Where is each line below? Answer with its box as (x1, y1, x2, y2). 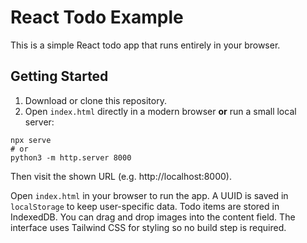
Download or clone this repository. (24, 94, 167, 106)
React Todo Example (10, 6, 184, 29)
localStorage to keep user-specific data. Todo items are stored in (10, 200, 280, 212)
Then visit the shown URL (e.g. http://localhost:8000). (10, 170, 232, 182)
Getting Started (10, 68, 109, 85)
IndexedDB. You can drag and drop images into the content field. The (10, 211, 296, 223)
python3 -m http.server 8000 (10, 152, 132, 163)
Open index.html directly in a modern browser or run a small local (24, 105, 297, 117)
